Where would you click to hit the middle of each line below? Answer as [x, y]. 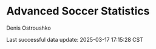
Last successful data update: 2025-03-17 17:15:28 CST [75, 39]
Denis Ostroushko [29, 28]
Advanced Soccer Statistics [78, 11]
